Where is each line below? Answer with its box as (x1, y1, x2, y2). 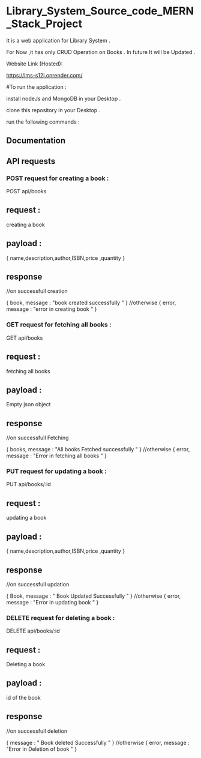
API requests (6, 156, 56, 166)
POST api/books (6, 188, 47, 195)
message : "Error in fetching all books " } (6, 452, 107, 460)
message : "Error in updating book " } (6, 598, 99, 606)
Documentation (6, 136, 66, 146)
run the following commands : (6, 118, 80, 125)
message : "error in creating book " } (6, 305, 97, 313)
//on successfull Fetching (6, 434, 69, 442)
